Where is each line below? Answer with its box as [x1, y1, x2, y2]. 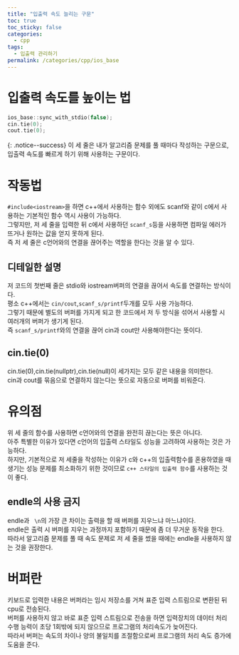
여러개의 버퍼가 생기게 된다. [7, 317, 84, 325]
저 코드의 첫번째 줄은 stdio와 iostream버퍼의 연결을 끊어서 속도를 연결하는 [7, 281, 212, 290]
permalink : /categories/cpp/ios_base [7, 57, 119, 64]
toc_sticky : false [7, 24, 62, 31]
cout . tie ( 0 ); [7, 127, 46, 134]
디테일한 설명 [7, 261, 62, 273]
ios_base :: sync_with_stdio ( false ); [7, 113, 113, 121]
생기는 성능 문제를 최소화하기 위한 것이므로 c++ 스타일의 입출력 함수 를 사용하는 [7, 464, 221, 472]
